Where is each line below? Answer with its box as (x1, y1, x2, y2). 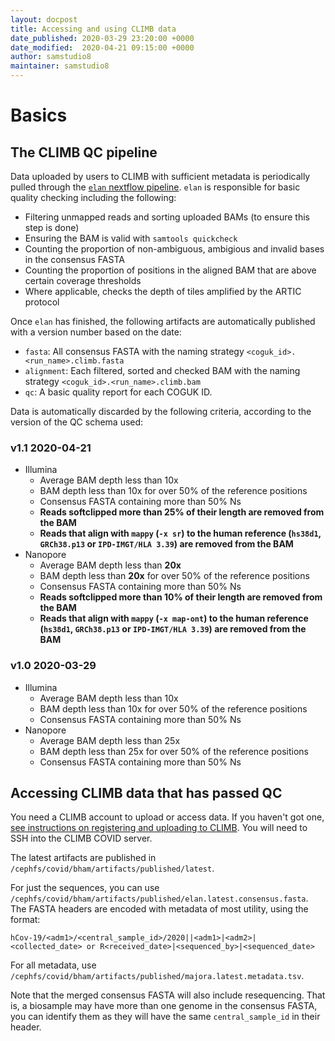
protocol (24, 296, 60, 308)
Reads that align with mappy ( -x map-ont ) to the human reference (39, 612, 309, 625)
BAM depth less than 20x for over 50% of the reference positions (39, 570, 310, 582)
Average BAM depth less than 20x (39, 559, 182, 571)
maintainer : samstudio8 (10, 61, 110, 71)
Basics (10, 104, 68, 127)
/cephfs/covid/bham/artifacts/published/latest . (10, 862, 215, 875)
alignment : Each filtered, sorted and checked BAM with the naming (24, 365, 301, 376)
